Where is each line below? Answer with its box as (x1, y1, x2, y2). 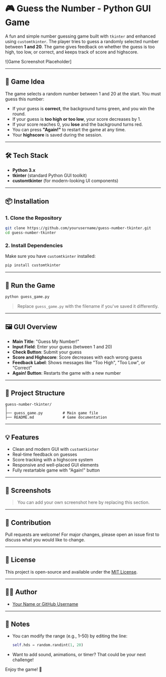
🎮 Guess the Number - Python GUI (5, 3, 151, 14)
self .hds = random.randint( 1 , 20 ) (12, 643, 83, 648)
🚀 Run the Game (5, 281, 55, 290)
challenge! (12, 657, 34, 663)
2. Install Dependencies (5, 242, 63, 249)
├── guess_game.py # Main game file (5, 411, 98, 416)
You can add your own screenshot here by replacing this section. (17, 499, 150, 505)
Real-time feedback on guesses (12, 451, 78, 457)
